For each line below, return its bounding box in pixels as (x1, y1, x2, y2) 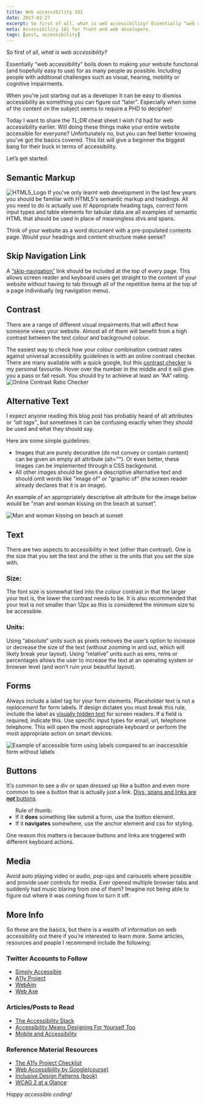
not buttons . (6, 795, 38, 802)
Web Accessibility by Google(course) (15, 1065, 109, 1073)
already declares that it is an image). (15, 482, 107, 489)
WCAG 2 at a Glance (15, 1078, 67, 1086)
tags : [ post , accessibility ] (6, 32, 81, 38)
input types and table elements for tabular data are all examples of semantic (6, 208, 198, 215)
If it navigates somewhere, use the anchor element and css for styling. (15, 820, 193, 828)
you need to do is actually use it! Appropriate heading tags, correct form (6, 202, 188, 209)
